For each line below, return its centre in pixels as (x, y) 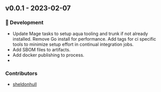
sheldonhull (24, 84)
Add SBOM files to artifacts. (41, 49)
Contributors (21, 73)
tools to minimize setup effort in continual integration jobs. (73, 44)
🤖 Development (24, 23)
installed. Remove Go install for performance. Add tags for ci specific (84, 39)
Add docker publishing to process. (48, 55)
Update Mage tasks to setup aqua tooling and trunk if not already (80, 33)
